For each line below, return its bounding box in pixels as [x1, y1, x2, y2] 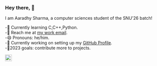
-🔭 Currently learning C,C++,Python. [5, 25, 78, 30]
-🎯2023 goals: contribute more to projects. [5, 45, 91, 51]
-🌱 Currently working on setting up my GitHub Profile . [5, 40, 113, 46]
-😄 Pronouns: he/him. [5, 35, 50, 40]
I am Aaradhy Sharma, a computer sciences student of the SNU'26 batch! [5, 15, 153, 21]
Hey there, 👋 [5, 4, 35, 11]
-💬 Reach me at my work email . [5, 30, 68, 36]
